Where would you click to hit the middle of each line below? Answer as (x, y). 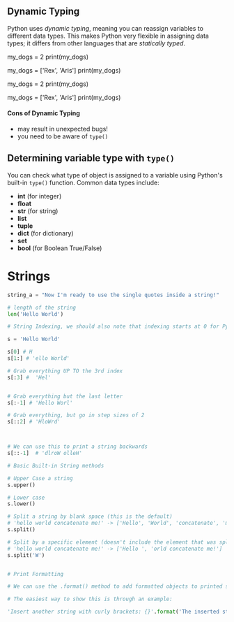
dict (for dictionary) (46, 233)
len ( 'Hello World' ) (36, 314)
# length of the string (42, 308)
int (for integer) (39, 196)
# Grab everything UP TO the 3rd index (65, 371)
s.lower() (22, 504)
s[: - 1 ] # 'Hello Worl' (40, 403)
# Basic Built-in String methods (56, 465)
